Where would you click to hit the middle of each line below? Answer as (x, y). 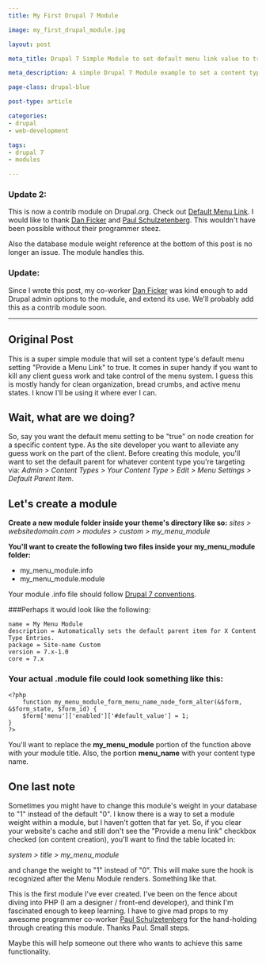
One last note (42, 787)
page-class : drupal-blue (49, 87)
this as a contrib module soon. (57, 307)
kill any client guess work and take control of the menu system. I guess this (131, 376)
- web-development (38, 131)
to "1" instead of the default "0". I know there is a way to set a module (122, 814)
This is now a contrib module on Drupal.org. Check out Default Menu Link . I (131, 212)
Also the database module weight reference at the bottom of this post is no (130, 244)
